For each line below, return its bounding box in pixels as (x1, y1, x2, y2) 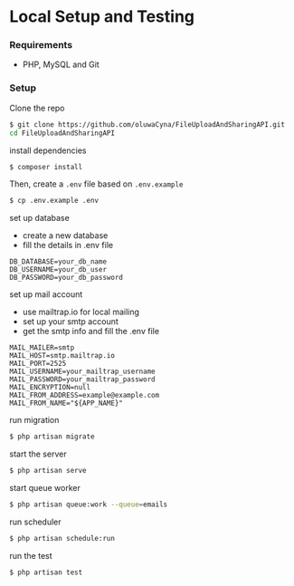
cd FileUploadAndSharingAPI (9, 129, 116, 138)
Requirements (9, 39, 73, 52)
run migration (9, 415, 60, 426)
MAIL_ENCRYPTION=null (9, 383, 91, 392)
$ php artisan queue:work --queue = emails (9, 500, 168, 509)
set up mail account (9, 289, 83, 300)
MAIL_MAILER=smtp (9, 343, 75, 352)
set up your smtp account (22, 316, 119, 327)
